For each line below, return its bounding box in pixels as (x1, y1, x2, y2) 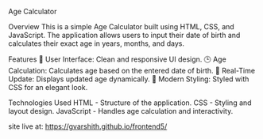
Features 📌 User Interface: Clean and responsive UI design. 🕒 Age (8, 54, 226, 64)
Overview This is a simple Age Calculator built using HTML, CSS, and (8, 22, 234, 31)
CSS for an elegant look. (8, 83, 88, 92)
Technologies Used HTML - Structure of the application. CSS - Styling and (8, 98, 252, 107)
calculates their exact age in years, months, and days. (8, 39, 185, 48)
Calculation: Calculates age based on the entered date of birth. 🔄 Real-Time (8, 66, 256, 75)
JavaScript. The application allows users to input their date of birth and (8, 31, 241, 39)
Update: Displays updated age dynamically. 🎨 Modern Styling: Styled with (8, 74, 249, 84)
